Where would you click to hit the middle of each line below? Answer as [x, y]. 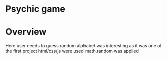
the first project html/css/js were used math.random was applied [72, 51]
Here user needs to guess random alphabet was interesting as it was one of [83, 46]
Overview [26, 32]
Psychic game [35, 9]
